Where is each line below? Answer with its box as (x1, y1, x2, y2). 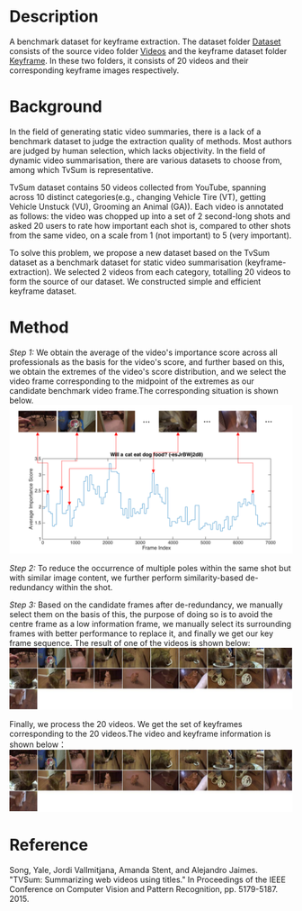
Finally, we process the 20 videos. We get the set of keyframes (9, 718, 243, 729)
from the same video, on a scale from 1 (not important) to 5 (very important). (9, 230, 292, 241)
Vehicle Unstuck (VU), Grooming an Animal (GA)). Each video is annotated (9, 201, 284, 212)
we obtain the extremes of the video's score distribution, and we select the (9, 366, 287, 377)
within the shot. (55, 581, 113, 592)
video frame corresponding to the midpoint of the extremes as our (9, 376, 254, 387)
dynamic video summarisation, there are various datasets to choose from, (9, 155, 283, 166)
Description (9, 6, 99, 27)
